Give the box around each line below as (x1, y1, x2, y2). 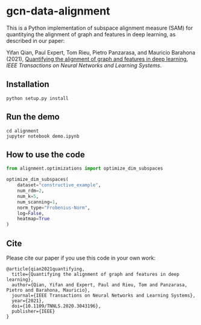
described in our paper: (6, 37, 65, 44)
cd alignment (6, 128, 39, 134)
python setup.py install (6, 95, 69, 101)
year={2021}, (11, 298, 45, 304)
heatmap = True (17, 216, 50, 222)
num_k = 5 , (17, 193, 39, 199)
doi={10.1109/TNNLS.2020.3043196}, (11, 303, 101, 309)
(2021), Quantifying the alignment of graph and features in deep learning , (6, 55, 188, 62)
